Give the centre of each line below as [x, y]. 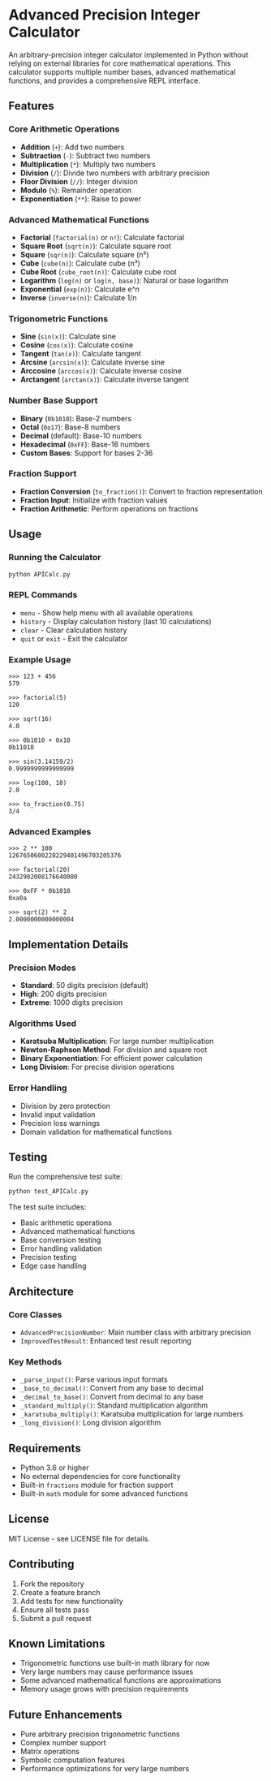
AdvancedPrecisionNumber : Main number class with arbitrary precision [135, 1332]
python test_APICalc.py [49, 1192]
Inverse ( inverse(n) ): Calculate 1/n [78, 297]
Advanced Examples [50, 831]
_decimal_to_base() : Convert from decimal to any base [112, 1397]
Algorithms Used [43, 1023]
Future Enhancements [66, 1714]
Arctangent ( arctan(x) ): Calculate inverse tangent [104, 380]
